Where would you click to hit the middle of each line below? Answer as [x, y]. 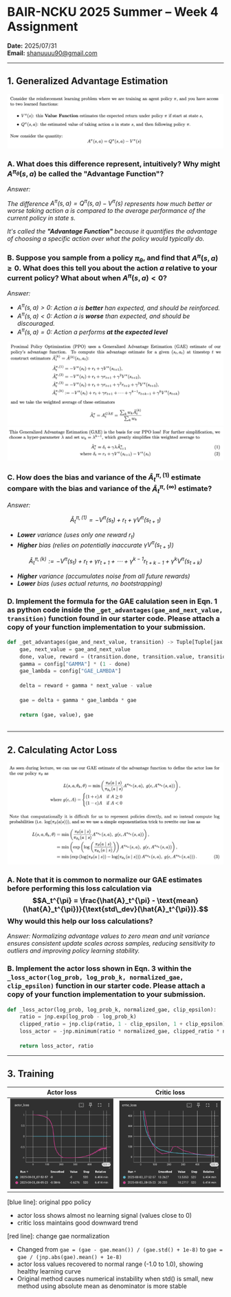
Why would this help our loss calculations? [80, 921]
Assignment [43, 27]
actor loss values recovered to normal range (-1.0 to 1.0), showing [110, 1264]
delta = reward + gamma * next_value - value [86, 686]
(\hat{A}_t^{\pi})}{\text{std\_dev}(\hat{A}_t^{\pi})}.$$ [115, 909]
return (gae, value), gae [57, 715]
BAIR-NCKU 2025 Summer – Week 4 [113, 12]
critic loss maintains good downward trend [78, 1223]
